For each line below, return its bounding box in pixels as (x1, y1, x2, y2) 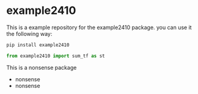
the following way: (6, 30, 53, 37)
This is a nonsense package (6, 64, 77, 71)
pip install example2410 (6, 42, 70, 48)
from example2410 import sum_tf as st (6, 53, 105, 59)
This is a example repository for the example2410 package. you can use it (6, 24, 192, 31)
